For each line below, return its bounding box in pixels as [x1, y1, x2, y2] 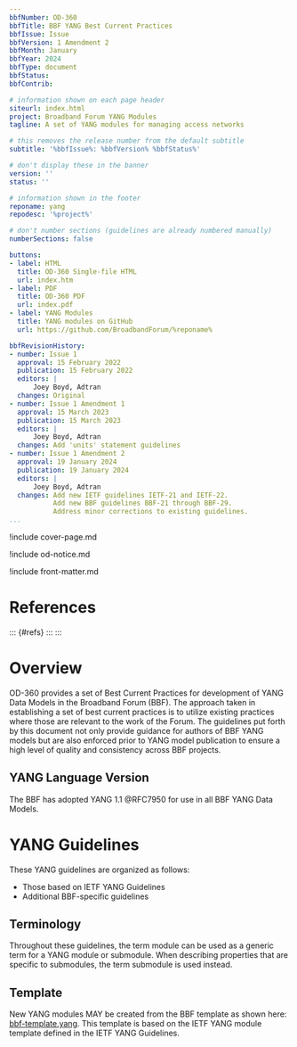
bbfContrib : [9, 79, 53, 88]
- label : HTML [9, 259, 62, 268]
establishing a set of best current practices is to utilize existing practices [9, 706, 275, 717]
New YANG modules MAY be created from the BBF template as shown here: [9, 1009, 287, 1019]
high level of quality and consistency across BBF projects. [9, 744, 221, 754]
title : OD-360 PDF [17, 292, 86, 301]
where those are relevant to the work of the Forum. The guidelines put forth [9, 715, 286, 727]
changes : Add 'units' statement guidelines [17, 441, 181, 450]
